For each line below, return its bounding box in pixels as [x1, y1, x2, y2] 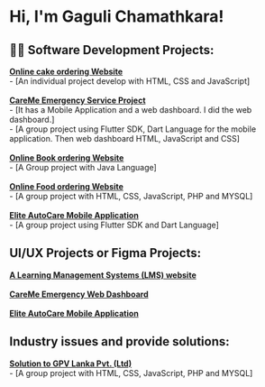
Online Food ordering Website [9, 181, 124, 191]
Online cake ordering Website [9, 66, 123, 77]
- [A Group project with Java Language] [9, 162, 158, 172]
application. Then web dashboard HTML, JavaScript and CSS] [9, 134, 241, 143]
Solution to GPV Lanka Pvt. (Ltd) [9, 358, 132, 369]
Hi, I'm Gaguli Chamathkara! [9, 6, 224, 27]
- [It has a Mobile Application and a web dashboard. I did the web [9, 105, 252, 115]
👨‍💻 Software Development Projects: [9, 42, 215, 58]
